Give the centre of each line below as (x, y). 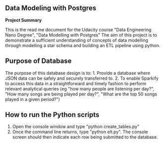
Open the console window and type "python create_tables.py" (76, 127)
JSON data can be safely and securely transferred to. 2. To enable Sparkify (82, 78)
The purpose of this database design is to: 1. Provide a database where (78, 73)
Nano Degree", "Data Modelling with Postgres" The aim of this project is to (81, 35)
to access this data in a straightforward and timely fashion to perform (76, 83)
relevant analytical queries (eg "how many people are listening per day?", (80, 89)
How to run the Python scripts (52, 115)
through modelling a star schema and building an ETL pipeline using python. (83, 45)
